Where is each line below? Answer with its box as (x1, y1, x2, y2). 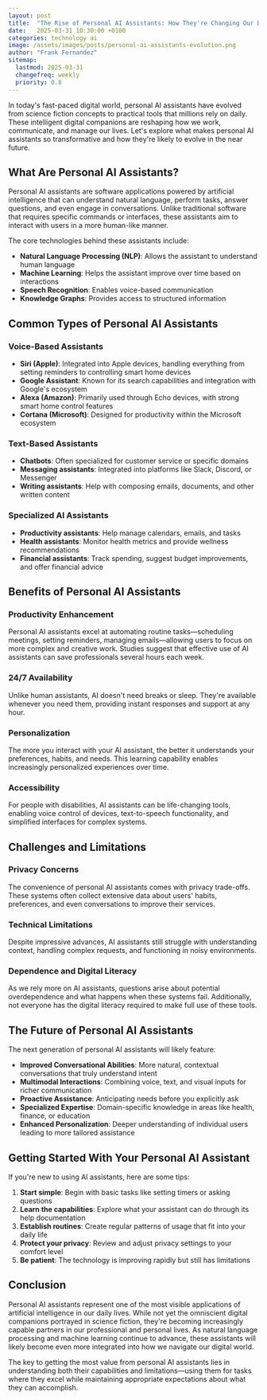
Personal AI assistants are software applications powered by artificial (8, 186, 234, 196)
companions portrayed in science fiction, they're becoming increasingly (8, 1316, 244, 1326)
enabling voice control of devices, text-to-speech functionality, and (8, 809, 229, 818)
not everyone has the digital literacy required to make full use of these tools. (8, 1001, 257, 1010)
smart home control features (19, 402, 114, 410)
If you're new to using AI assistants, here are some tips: (8, 1172, 190, 1182)
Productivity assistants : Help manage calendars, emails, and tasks (19, 527, 241, 538)
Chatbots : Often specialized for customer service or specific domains (19, 456, 249, 466)
